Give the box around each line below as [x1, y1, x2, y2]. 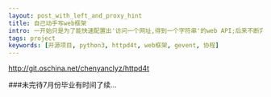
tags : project [8, 34, 56, 42]
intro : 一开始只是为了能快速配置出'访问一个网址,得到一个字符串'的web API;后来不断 [8, 26, 260, 34]
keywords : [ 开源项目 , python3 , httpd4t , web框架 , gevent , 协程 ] [8, 42, 219, 50]
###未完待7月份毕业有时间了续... [8, 80, 117, 90]
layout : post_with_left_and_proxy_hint [8, 11, 143, 20]
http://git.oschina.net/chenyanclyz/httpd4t [8, 63, 150, 73]
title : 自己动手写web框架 [8, 19, 87, 27]
